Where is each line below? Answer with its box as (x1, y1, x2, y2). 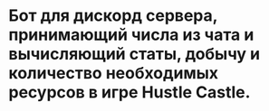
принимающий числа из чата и (8, 24, 255, 45)
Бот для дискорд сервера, (8, 5, 218, 26)
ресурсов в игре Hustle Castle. (8, 82, 251, 103)
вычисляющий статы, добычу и (8, 44, 260, 64)
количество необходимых (8, 63, 219, 84)
